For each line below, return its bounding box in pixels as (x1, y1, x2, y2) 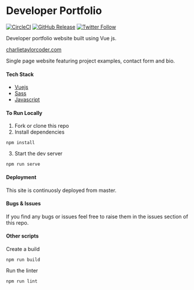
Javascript (14, 96, 40, 103)
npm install (6, 140, 35, 146)
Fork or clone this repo (14, 123, 69, 130)
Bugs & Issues (6, 200, 41, 207)
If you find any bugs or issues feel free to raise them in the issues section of (6, 213, 188, 220)
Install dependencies (14, 128, 65, 135)
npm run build (6, 257, 41, 263)
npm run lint (6, 278, 38, 284)
